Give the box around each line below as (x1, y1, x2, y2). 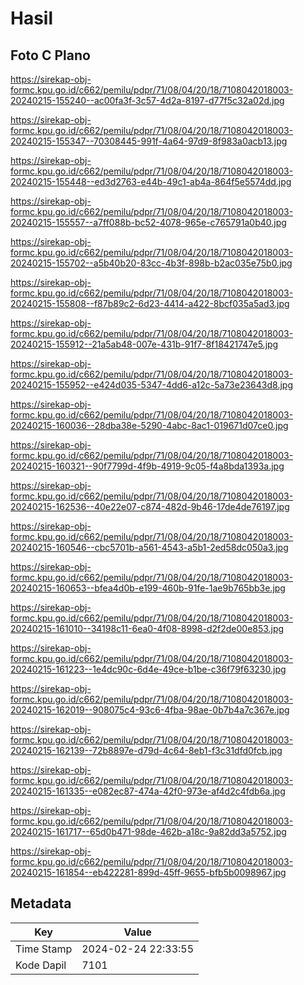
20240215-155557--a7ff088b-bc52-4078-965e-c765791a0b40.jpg (10, 217, 287, 228)
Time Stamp (15, 942, 73, 956)
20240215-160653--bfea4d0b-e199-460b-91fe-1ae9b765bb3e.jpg (10, 582, 286, 594)
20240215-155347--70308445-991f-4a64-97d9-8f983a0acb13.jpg (10, 135, 288, 147)
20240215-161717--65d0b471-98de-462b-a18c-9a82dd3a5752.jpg (10, 826, 287, 837)
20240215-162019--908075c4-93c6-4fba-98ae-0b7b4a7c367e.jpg (10, 704, 290, 716)
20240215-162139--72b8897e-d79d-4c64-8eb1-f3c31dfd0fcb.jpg (10, 745, 283, 756)
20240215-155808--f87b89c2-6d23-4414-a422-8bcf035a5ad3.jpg (10, 298, 290, 309)
